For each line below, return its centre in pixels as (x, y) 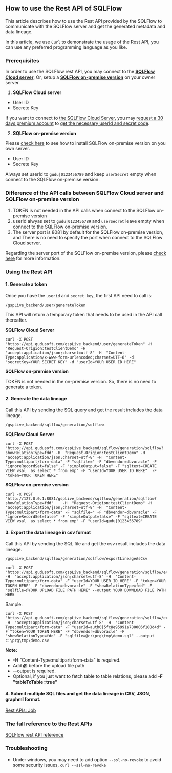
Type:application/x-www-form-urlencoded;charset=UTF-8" (66, 357)
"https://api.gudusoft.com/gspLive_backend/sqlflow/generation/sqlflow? (84, 448)
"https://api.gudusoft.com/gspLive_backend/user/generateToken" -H (79, 344)
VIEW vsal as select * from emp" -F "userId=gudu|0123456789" (74, 521)
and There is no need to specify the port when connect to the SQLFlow (88, 238)
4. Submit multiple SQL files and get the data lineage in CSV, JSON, (78, 693)
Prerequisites (22, 60)
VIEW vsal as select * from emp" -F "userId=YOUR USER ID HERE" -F (81, 470)
